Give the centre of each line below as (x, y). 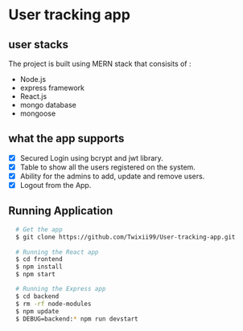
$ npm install (39, 267)
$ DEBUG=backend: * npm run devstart (77, 319)
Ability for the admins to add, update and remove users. (112, 176)
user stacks (38, 45)
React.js (33, 96)
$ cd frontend (39, 259)
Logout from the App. (56, 185)
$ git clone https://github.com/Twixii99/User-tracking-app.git (126, 237)
